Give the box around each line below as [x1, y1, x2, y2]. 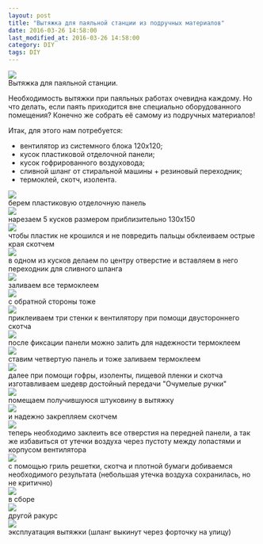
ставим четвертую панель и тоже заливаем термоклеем [8, 354, 200, 363]
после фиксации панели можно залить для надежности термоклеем [8, 338, 241, 347]
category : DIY [8, 41, 55, 49]
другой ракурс [8, 511, 58, 520]
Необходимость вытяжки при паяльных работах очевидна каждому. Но [8, 94, 253, 103]
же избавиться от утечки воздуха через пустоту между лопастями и [8, 437, 242, 446]
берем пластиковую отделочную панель [8, 198, 147, 207]
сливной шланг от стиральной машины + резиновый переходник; [19, 167, 243, 175]
